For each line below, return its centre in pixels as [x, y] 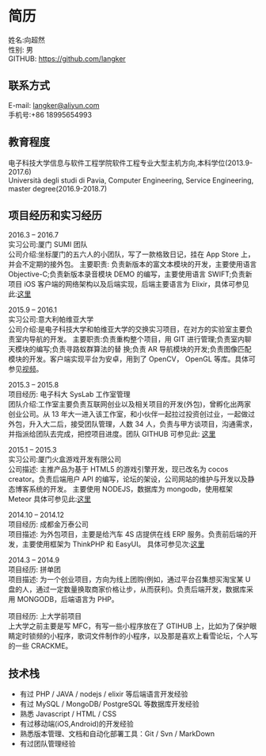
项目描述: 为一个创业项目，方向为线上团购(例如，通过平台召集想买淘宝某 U [129, 580]
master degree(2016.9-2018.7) [58, 188]
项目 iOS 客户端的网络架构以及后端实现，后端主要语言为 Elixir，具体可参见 [129, 284]
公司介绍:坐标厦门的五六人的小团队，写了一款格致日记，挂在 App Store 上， [131, 254]
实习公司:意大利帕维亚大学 [51, 319]
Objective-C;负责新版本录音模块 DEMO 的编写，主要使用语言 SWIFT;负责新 [130, 274]
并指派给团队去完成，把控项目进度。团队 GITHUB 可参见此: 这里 [112, 434]
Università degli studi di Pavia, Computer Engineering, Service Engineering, [131, 180]
